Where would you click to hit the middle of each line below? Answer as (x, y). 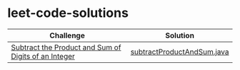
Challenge (67, 35)
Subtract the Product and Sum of (66, 47)
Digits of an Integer (43, 56)
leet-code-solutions (68, 13)
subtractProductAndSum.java (180, 52)
